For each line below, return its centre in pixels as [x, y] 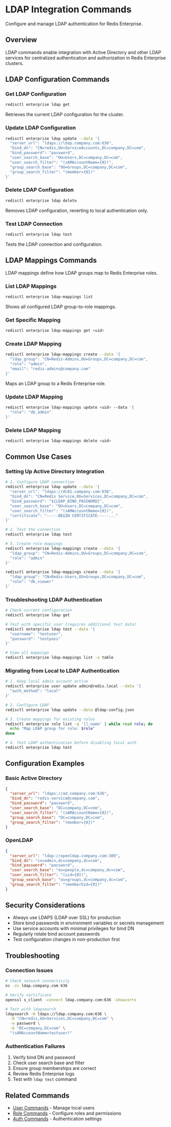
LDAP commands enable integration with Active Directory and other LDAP [83, 52]
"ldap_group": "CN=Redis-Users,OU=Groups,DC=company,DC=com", [78, 577]
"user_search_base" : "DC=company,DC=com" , [56, 808]
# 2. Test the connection [33, 530]
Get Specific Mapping [33, 320]
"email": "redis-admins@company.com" [50, 369]
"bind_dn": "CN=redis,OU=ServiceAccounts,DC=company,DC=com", [78, 148]
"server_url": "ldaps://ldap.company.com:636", [62, 143]
